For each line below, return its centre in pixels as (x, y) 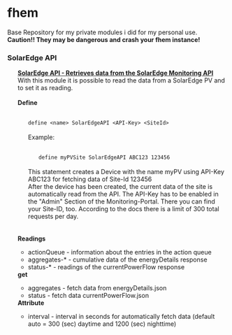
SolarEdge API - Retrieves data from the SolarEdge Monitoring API (115, 73)
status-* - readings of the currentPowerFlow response (106, 267)
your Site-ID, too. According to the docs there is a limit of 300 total (123, 209)
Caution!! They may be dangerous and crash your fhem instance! (104, 39)
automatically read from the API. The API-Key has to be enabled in (123, 194)
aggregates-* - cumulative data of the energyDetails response (117, 259)
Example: (41, 137)
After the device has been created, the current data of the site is (120, 187)
